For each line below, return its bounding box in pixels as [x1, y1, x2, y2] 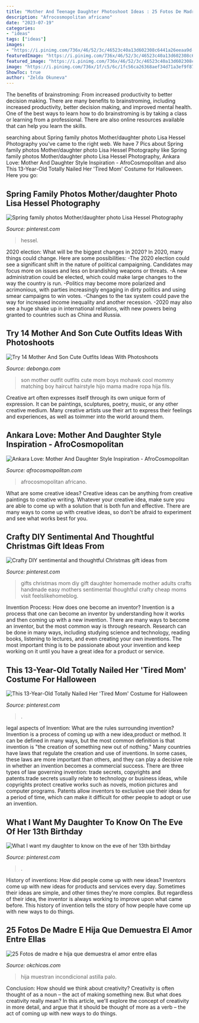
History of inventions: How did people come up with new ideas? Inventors [6, 877, 186, 883]
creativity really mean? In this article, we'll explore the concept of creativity [6, 997, 190, 1004]
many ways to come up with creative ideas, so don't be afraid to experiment [6, 508, 192, 515]
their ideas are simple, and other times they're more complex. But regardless [6, 889, 193, 896]
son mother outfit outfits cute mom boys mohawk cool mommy [20, 376, 174, 383]
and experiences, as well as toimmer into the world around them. [6, 413, 165, 420]
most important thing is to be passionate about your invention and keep [6, 642, 181, 649]
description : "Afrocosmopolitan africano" [6, 14, 113, 20]
